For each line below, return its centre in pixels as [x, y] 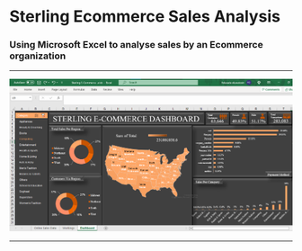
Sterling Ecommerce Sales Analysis [145, 17]
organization [38, 56]
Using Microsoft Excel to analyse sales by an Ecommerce [136, 45]
